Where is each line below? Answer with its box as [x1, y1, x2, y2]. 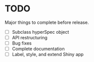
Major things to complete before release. [5, 19, 89, 25]
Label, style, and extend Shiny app [12, 52, 84, 58]
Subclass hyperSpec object [12, 29, 69, 35]
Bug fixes [12, 40, 32, 46]
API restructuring [12, 35, 48, 40]
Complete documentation [12, 46, 65, 52]
